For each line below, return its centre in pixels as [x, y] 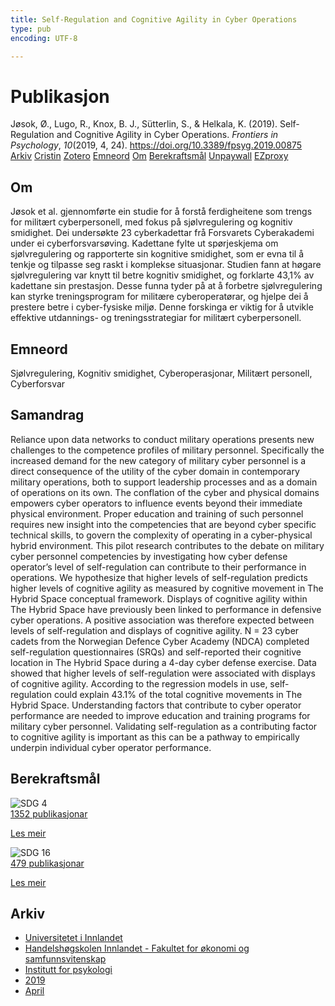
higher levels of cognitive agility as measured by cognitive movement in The [167, 588]
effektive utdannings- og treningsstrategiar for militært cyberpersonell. [156, 318]
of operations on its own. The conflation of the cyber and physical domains [165, 492]
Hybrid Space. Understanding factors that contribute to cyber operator [156, 705]
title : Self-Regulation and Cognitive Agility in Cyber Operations [154, 19]
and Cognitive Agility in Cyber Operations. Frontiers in [167, 135]
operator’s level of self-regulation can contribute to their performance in [158, 567]
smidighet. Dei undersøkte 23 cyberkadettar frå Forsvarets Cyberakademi [162, 233]
